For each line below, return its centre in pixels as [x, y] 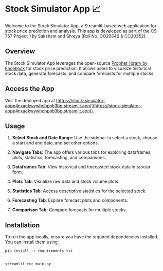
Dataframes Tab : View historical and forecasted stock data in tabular [81, 167]
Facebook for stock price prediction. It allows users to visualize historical [78, 68]
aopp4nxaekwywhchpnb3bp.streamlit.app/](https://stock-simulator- [73, 106]
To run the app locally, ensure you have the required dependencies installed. [82, 237]
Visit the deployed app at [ [31, 100]
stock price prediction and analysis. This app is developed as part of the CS [81, 31]
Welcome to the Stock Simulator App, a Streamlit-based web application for [81, 26]
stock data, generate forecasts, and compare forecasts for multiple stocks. [80, 73]
